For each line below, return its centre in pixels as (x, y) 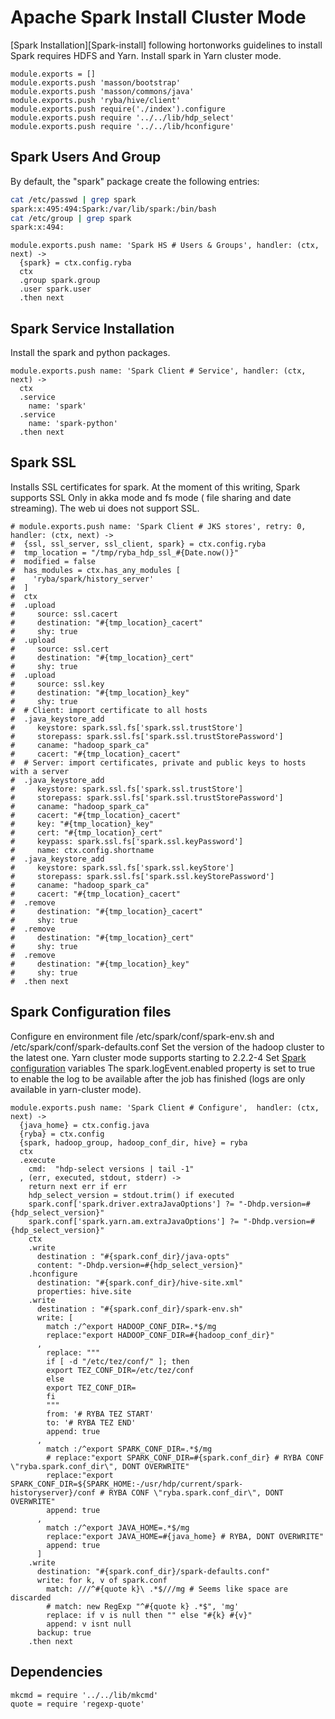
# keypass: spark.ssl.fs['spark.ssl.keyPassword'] (127, 841)
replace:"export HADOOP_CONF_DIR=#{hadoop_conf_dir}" (160, 1335)
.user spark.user (55, 289)
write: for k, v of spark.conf (102, 1580)
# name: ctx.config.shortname (82, 850)
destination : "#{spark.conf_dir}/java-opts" (133, 1256)
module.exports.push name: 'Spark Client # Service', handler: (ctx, (158, 371)
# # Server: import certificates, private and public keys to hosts (158, 762)
